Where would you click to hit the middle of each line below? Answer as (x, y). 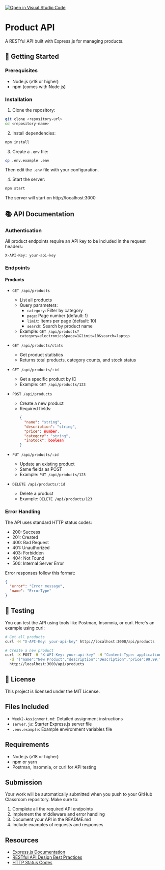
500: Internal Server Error (38, 563)
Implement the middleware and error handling (58, 814)
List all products (36, 300)
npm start (15, 189)
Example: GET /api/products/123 (53, 385)
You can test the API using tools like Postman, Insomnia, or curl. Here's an (80, 622)
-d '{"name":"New (27, 660)
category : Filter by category (55, 311)
